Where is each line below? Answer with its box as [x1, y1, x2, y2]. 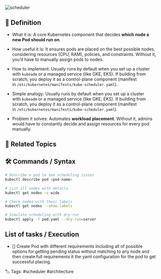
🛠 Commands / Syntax [5, 157, 76, 165]
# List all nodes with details [5, 186, 68, 191]
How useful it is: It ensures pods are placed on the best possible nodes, [12, 46, 155, 52]
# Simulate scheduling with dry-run [5, 212, 79, 217]
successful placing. [12, 259, 51, 264]
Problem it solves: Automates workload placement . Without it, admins [12, 116, 153, 122]
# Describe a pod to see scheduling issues [5, 173, 95, 177]
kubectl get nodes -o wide [5, 190, 60, 195]
